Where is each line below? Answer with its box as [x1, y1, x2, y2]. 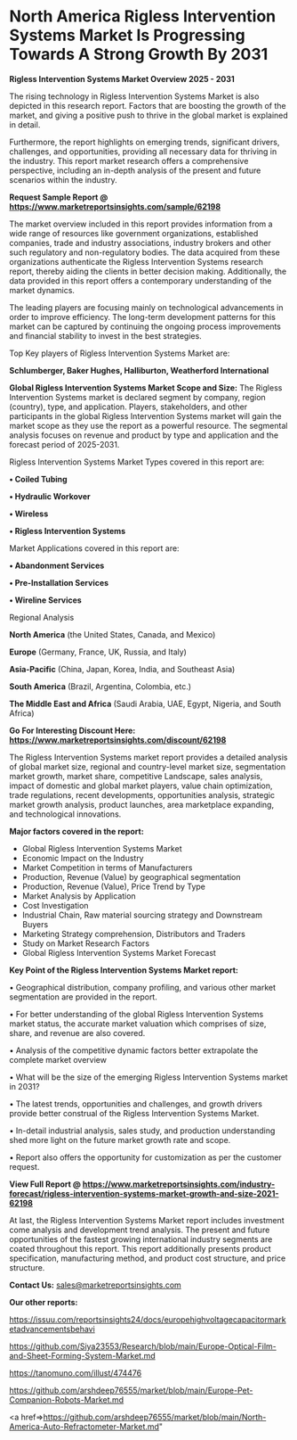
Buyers [21, 918, 49, 929]
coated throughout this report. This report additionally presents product [9, 1243, 271, 1254]
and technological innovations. [9, 809, 122, 819]
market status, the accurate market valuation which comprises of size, [9, 1018, 267, 1029]
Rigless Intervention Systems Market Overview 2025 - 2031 [9, 73, 236, 84]
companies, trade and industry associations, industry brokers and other [9, 237, 271, 248]
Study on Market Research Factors [21, 938, 149, 949]
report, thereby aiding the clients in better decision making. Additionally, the [9, 266, 287, 276]
